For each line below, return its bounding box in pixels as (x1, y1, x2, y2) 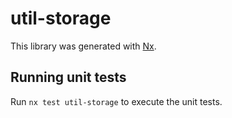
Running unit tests (10, 69, 127, 86)
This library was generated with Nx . (10, 40, 157, 52)
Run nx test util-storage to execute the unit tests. (10, 95, 223, 107)
